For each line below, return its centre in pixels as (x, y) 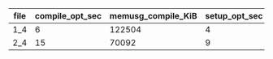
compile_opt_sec (69, 16)
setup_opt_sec (234, 16)
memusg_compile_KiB (153, 16)
